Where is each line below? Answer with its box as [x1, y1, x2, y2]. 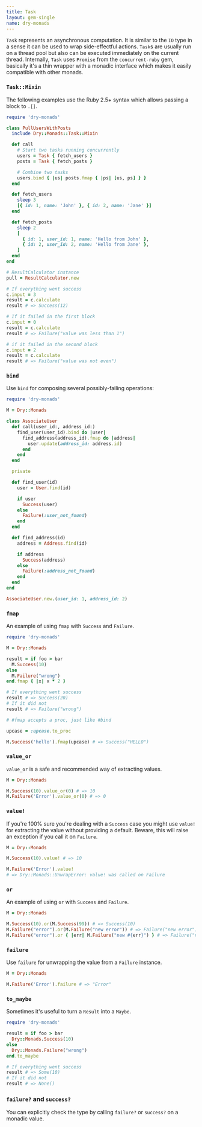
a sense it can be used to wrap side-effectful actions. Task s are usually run [6, 43, 191, 50]
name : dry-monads [6, 20, 50, 26]
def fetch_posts [11, 219, 52, 225]
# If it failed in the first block [6, 313, 96, 320]
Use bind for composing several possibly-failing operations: [6, 385, 155, 392]
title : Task [6, 8, 36, 15]
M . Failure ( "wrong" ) [11, 673, 61, 679]
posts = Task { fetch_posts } [17, 158, 93, 164]
